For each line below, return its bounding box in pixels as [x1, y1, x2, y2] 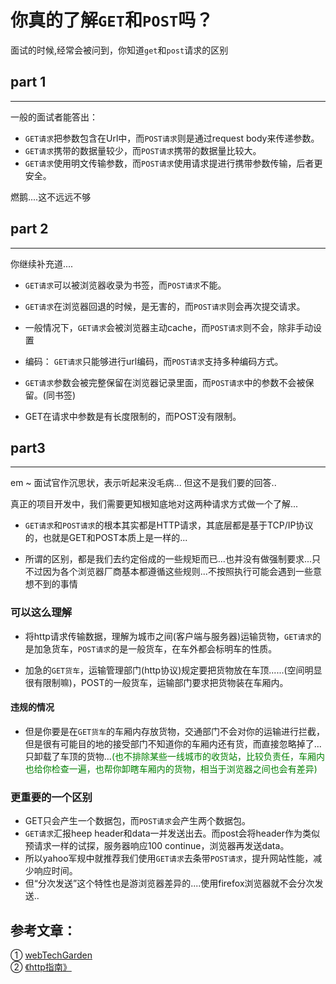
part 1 [10, 74, 47, 91]
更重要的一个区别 [10, 790, 93, 804]
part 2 [10, 221, 49, 238]
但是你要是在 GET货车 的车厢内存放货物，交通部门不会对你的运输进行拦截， [24, 725, 326, 737]
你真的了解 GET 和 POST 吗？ [10, 9, 214, 32]
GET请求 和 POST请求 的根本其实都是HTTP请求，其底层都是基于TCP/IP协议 [24, 519, 314, 531]
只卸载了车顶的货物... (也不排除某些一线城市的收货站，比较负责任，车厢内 [24, 750, 326, 762]
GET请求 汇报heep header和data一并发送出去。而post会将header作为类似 [24, 827, 320, 840]
